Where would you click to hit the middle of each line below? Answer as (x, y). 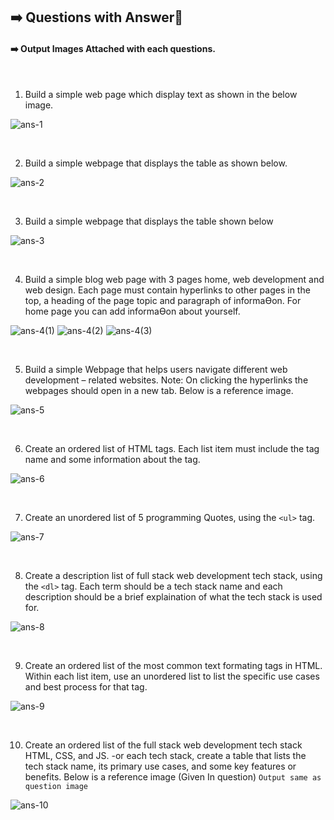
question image (56, 786)
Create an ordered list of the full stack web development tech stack (163, 745)
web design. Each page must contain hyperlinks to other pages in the (167, 290)
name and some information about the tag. (112, 459)
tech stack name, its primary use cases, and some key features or (160, 766)
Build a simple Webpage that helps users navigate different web (156, 369)
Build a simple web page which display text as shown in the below (161, 94)
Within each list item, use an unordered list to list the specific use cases (172, 676)
